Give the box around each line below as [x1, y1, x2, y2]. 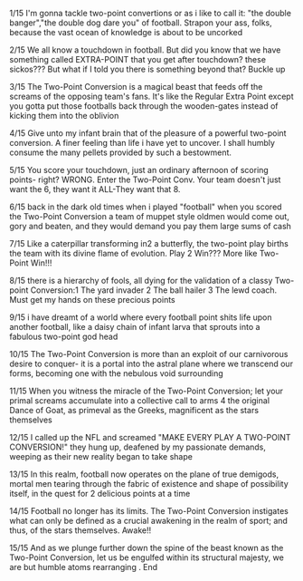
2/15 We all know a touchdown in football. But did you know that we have [9, 44, 281, 55]
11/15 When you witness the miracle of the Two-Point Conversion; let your [9, 385, 283, 396]
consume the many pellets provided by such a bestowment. [9, 147, 232, 158]
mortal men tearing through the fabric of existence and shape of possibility [9, 479, 289, 489]
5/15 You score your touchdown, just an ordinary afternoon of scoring [9, 165, 269, 175]
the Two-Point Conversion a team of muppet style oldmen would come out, [9, 211, 289, 221]
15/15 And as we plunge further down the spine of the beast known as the [9, 543, 284, 553]
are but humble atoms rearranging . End [9, 562, 158, 572]
